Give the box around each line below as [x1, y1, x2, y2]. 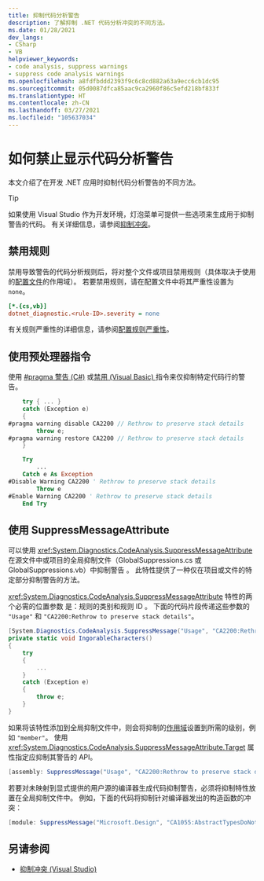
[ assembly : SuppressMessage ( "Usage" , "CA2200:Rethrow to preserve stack [8, 768, 251, 776]
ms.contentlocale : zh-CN [8, 99, 90, 107]
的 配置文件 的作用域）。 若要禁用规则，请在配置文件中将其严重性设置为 [8, 277, 234, 286]
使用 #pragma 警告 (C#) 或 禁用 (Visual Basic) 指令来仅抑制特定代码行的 [8, 373, 239, 382]
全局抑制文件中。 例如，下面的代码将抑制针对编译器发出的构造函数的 [21, 793, 244, 802]
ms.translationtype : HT [8, 92, 86, 100]
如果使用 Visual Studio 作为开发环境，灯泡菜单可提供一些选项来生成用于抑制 [8, 209, 254, 218]
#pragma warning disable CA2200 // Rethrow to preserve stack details [8, 420, 244, 428]
